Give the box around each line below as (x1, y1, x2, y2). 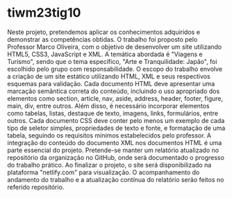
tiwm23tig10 (7, 5, 81, 21)
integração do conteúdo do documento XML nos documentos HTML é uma (7, 138, 222, 147)
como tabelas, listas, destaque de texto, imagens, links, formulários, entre (7, 109, 219, 117)
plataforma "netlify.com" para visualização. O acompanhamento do (7, 168, 200, 176)
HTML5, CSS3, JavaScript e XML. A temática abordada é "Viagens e (7, 50, 203, 58)
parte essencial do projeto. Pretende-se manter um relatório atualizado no (7, 146, 219, 154)
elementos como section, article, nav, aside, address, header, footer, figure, (7, 94, 224, 102)
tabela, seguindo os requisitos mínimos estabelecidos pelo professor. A (7, 131, 212, 140)
